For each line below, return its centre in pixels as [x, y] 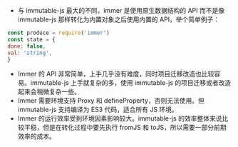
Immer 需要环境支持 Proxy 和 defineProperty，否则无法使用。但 [111, 101]
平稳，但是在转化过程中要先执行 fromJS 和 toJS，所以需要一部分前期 [125, 128]
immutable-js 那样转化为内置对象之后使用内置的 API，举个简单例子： [119, 19]
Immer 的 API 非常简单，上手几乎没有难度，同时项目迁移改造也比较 [116, 74]
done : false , [27, 46]
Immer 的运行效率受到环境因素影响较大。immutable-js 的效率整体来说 [120, 118]
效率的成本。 [36, 136]
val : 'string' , [30, 53]
